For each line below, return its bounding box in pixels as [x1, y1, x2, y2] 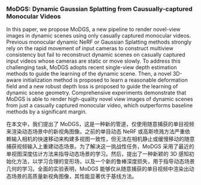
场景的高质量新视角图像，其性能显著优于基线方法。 [11, 172, 138, 180]
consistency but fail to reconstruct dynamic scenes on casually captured [6, 51, 185, 58]
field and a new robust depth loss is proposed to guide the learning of [6, 83, 178, 90]
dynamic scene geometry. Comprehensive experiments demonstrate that [6, 89, 187, 97]
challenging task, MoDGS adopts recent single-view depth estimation [6, 64, 178, 71]
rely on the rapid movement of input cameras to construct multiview [6, 45, 173, 52]
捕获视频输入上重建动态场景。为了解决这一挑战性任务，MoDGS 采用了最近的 [6, 143, 194, 150]
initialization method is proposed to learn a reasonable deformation [23, 76, 188, 84]
